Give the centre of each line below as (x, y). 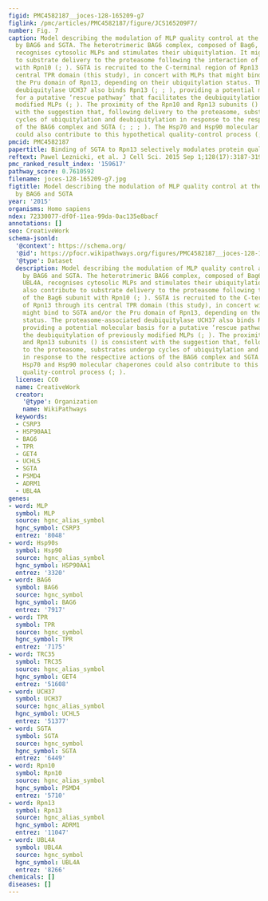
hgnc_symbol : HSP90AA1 (53, 565)
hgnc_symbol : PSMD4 (48, 788)
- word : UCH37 (32, 692)
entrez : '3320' (41, 573)
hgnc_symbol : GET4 (46, 677)
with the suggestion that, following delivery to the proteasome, (128, 113)
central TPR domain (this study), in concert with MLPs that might (130, 75)
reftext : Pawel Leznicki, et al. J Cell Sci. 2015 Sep (101, 157)
